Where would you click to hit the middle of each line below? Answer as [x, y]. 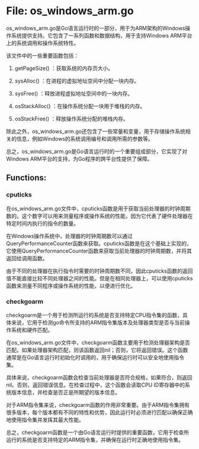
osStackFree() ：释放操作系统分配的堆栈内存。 [72, 118]
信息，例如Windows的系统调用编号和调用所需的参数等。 [85, 138]
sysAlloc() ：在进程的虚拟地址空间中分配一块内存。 [77, 81]
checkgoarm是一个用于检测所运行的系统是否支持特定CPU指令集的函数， [94, 315]
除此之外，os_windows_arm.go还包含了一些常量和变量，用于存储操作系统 [96, 131]
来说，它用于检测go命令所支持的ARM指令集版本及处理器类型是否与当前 [98, 322]
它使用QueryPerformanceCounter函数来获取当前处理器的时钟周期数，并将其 [99, 251]
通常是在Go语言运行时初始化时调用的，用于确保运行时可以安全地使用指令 [95, 357]
